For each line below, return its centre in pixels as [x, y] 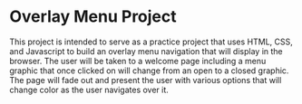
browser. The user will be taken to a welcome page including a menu [138, 61]
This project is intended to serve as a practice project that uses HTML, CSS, [151, 42]
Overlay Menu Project [93, 17]
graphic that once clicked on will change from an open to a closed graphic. [149, 71]
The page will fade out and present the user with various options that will [146, 80]
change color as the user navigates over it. [89, 90]
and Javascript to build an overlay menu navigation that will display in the [146, 51]
